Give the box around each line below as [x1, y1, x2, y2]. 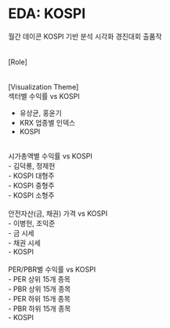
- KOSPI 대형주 [8, 170, 55, 180]
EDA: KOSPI [8, 5, 86, 23]
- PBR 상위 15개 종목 [8, 284, 71, 293]
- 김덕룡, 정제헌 [8, 161, 56, 170]
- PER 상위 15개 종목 [8, 274, 71, 283]
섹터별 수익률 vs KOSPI [8, 91, 80, 100]
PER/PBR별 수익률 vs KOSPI [8, 264, 96, 274]
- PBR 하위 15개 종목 [8, 304, 71, 313]
